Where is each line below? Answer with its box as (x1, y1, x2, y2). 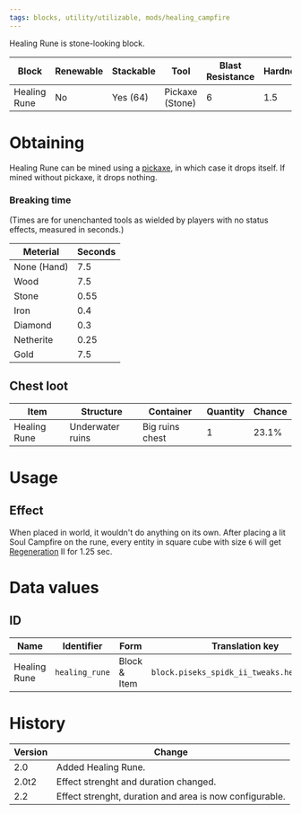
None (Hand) (13, 260, 69, 273)
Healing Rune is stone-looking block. (9, 38, 145, 48)
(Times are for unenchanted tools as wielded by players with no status (9, 214, 269, 225)
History (9, 713, 66, 733)
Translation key (211, 639, 279, 652)
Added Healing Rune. (56, 760, 146, 773)
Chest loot (9, 379, 69, 394)
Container (148, 405, 193, 417)
